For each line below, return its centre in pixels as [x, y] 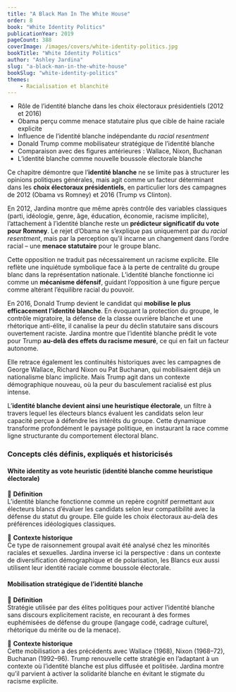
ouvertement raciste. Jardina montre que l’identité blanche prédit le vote [112, 333]
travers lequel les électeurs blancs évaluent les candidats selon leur [106, 413]
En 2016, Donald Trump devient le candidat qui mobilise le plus [99, 304]
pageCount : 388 [30, 40]
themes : [19, 79]
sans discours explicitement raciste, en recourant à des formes [99, 614]
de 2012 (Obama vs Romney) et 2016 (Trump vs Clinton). [90, 195]
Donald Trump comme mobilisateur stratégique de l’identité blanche [116, 144]
